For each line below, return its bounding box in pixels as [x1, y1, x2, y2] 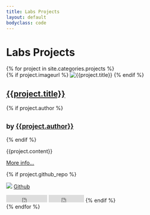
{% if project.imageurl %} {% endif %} [6, 71, 145, 79]
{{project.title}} [6, 89, 65, 99]
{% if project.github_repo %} [6, 170, 77, 177]
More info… [6, 159, 35, 166]
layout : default [6, 14, 46, 20]
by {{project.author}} [6, 121, 74, 130]
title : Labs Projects [6, 8, 60, 15]
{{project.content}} [6, 147, 53, 155]
